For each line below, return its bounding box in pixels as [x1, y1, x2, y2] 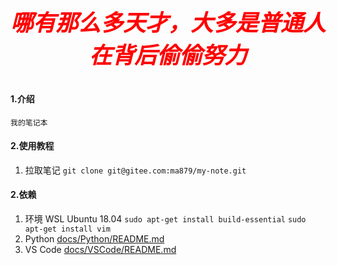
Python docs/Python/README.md [24, 233, 165, 245]
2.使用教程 [10, 140, 55, 152]
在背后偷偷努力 [88, 41, 247, 70]
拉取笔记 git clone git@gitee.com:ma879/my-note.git [24, 164, 247, 176]
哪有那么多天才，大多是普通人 [10, 9, 327, 37]
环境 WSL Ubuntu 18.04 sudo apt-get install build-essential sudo [24, 213, 307, 225]
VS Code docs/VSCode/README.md [24, 244, 177, 256]
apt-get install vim [24, 224, 111, 235]
